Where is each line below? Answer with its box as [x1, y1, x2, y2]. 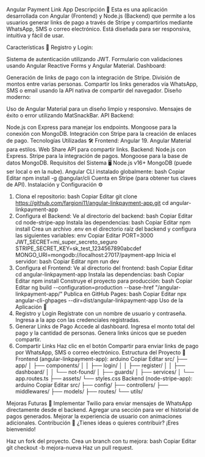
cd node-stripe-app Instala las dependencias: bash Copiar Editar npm [15, 219, 191, 226]
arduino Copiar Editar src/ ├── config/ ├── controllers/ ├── [15, 381, 168, 388]
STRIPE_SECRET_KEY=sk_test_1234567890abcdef [15, 245, 142, 252]
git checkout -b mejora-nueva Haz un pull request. [6, 444, 134, 451]
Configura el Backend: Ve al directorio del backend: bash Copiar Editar [15, 212, 193, 220]
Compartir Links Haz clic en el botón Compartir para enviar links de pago [15, 343, 199, 349]
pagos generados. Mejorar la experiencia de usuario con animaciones [6, 413, 182, 420]
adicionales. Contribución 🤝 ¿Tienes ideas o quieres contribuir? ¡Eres [6, 419, 179, 426]
